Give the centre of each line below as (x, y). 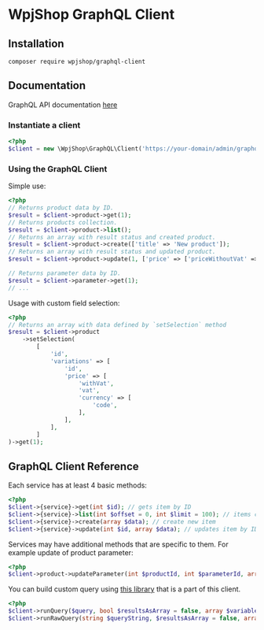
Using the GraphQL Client (58, 169)
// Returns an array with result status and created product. (112, 237)
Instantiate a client (44, 125)
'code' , (105, 406)
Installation (36, 44)
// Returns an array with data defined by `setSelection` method (117, 324)
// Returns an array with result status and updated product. (112, 252)
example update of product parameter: (71, 552)
